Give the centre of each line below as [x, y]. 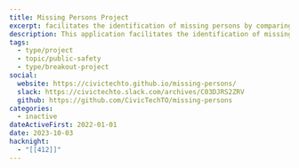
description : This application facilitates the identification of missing [151, 34]
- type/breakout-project [63, 68]
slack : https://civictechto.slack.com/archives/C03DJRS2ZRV [131, 92]
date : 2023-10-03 [41, 133]
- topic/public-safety [59, 59]
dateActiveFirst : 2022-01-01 [63, 125]
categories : [31, 108]
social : [24, 76]
